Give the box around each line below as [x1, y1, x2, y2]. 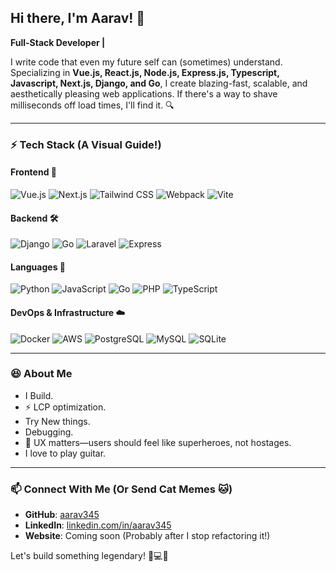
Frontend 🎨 [10, 166, 57, 178]
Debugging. [24, 426, 74, 438]
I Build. [24, 389, 54, 401]
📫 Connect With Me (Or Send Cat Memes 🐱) [10, 482, 233, 496]
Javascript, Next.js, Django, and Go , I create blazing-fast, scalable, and [10, 77, 308, 89]
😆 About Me [10, 367, 73, 381]
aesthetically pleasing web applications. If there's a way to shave [10, 87, 278, 100]
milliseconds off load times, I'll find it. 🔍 [10, 99, 175, 111]
